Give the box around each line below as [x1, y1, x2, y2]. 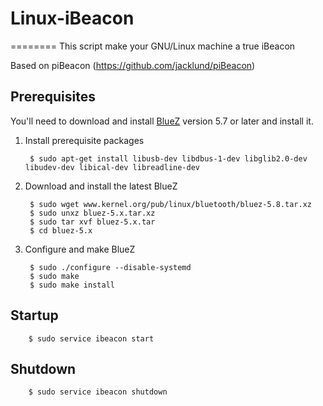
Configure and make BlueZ [24, 243, 136, 255]
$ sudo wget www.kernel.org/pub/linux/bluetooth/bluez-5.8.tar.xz [29, 199, 312, 209]
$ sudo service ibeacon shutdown [28, 387, 168, 397]
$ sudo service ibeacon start [28, 333, 155, 344]
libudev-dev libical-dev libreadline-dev [24, 162, 200, 172]
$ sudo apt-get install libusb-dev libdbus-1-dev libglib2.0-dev [29, 153, 308, 164]
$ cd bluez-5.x [29, 225, 93, 236]
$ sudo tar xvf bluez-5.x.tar [29, 217, 156, 227]
